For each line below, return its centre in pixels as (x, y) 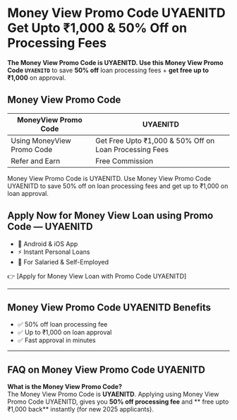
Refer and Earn (36, 161)
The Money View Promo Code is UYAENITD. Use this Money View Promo (115, 62)
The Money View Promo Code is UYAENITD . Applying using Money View (113, 395)
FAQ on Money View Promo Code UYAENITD (107, 369)
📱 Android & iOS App (48, 244)
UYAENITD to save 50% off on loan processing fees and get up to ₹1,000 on (118, 186)
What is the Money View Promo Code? (65, 387)
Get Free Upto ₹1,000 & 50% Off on (155, 141)
